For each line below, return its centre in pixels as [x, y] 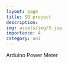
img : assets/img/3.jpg [34, 28]
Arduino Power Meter [32, 55]
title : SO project [29, 17]
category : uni [24, 38]
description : [22, 22]
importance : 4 [24, 33]
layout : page [22, 11]
